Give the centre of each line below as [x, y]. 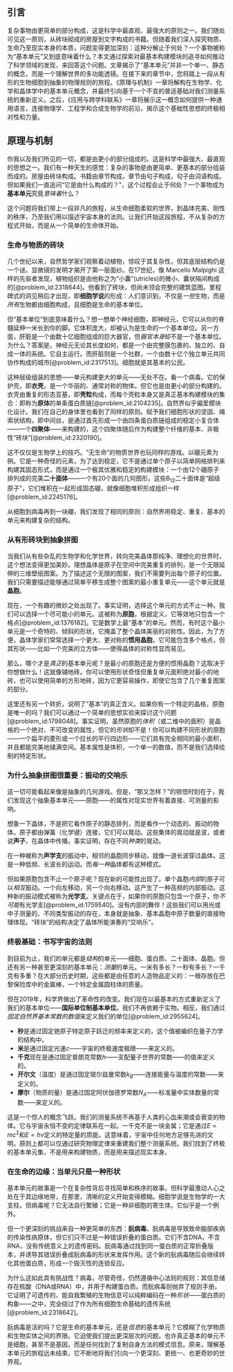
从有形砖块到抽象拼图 [43, 539]
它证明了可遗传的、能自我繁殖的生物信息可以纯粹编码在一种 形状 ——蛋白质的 [116, 1295]
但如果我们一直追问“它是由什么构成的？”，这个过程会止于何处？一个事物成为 [116, 185]
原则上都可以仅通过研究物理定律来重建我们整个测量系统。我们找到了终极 [122, 1143]
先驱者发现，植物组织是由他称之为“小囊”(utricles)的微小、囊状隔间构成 [119, 278]
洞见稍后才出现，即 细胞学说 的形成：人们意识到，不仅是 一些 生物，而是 [125, 295]
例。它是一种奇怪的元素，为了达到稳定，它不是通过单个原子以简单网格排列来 [116, 461]
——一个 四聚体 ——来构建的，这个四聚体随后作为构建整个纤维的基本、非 [110, 429]
